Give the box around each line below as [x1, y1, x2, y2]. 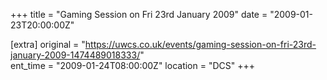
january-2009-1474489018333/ [10, 49, 141, 61]
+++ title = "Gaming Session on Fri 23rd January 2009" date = [10, 9, 268, 20]
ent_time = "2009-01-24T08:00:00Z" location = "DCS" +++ [10, 60, 255, 71]
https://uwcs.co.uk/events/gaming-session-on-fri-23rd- [84, 39, 317, 50]
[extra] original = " [10, 39, 86, 50]
